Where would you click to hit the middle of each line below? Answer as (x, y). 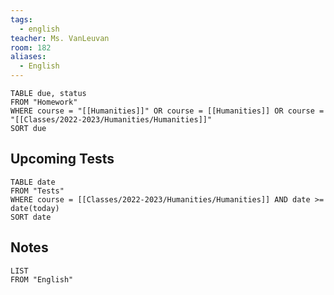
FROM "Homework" (44, 102)
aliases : (28, 57)
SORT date (31, 217)
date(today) (35, 208)
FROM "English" (42, 279)
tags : (21, 19)
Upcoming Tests (62, 159)
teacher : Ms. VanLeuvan (60, 38)
